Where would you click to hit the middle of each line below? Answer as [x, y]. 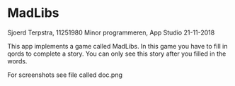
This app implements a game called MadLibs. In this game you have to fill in [117, 46]
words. [17, 61]
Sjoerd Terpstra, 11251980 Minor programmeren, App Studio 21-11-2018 [111, 32]
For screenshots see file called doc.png [65, 75]
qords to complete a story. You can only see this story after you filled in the [117, 54]
